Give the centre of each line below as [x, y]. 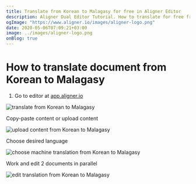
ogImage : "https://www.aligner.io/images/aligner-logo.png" [81, 22]
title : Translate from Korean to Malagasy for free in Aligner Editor [94, 11]
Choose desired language [37, 141]
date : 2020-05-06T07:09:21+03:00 [47, 28]
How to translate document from [86, 67]
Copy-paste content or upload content [52, 118]
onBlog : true [22, 38]
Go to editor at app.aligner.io [49, 95]
